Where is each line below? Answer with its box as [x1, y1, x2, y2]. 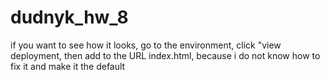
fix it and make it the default [10, 60, 126, 72]
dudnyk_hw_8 [10, 6, 129, 29]
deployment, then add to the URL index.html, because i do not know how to [10, 49, 321, 61]
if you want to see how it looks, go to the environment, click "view [10, 39, 282, 51]
